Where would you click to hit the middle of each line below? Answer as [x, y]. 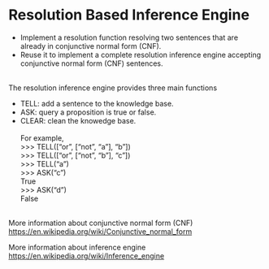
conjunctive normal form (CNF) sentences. [92, 63]
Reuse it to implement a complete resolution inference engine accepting [141, 54]
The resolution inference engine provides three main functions [113, 88]
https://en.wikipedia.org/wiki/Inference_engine [87, 256]
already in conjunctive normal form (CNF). [91, 46]
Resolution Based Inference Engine [129, 15]
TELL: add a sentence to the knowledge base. [97, 103]
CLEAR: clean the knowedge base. [78, 120]
